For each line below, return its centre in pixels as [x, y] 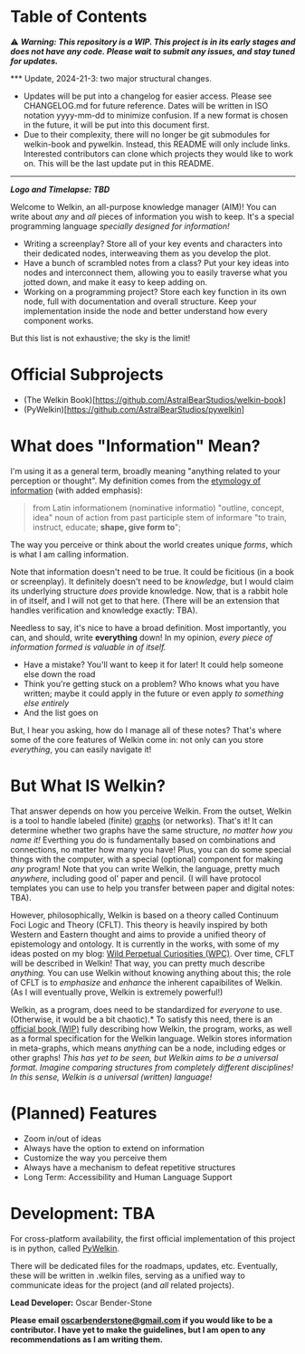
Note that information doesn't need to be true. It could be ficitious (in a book [152, 571]
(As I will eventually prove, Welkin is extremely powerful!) [117, 992]
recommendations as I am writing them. [87, 1339]
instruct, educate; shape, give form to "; [107, 527]
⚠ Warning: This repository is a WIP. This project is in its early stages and [153, 42]
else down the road [59, 674]
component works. [58, 320]
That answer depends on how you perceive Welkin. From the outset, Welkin [151, 811]
